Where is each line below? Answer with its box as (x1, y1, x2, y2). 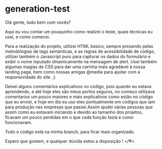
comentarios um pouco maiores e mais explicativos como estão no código (5, 93, 153, 100)
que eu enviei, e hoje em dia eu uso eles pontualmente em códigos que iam (5, 99, 156, 104)
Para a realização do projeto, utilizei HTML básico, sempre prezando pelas (5, 43, 153, 49)
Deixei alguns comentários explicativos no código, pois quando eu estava (5, 83, 151, 89)
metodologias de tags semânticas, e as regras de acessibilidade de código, (5, 48, 155, 54)
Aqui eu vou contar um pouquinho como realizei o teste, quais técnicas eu (5, 29, 153, 34)
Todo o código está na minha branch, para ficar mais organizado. (5, 129, 135, 134)
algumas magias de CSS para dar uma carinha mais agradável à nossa (5, 64, 146, 70)
